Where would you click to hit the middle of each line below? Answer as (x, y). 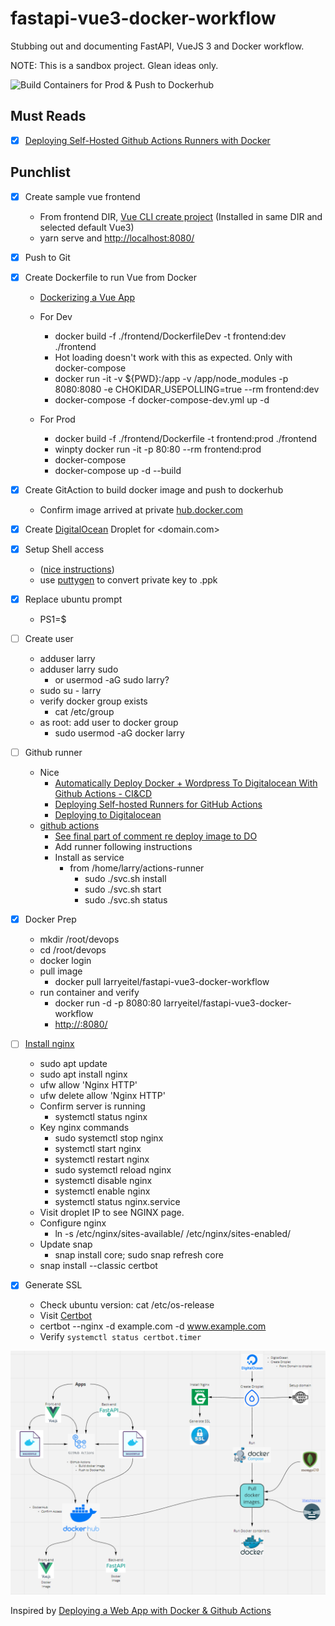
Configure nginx (73, 1223)
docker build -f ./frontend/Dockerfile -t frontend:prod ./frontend (186, 438)
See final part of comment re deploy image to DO (156, 836)
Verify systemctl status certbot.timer (120, 1337)
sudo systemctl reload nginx (113, 1170)
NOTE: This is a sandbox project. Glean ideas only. (114, 65)
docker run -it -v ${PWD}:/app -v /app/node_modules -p (171, 378)
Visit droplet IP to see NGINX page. (112, 1213)
